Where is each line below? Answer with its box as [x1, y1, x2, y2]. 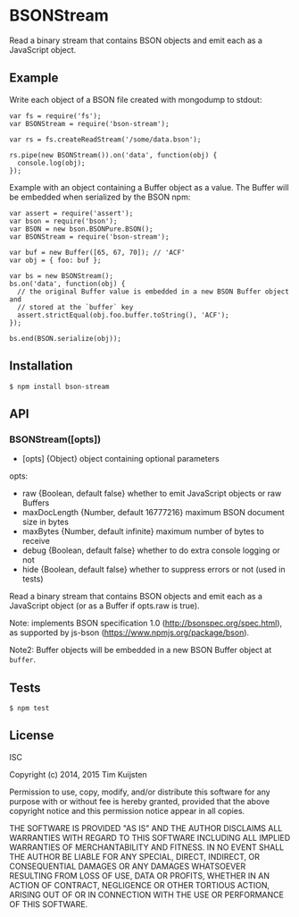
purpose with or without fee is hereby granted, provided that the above [9, 795, 270, 806]
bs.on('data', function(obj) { [9, 279, 126, 288]
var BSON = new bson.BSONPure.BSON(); [9, 225, 154, 233]
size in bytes [21, 516, 70, 528]
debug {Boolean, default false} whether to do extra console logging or [21, 545, 281, 556]
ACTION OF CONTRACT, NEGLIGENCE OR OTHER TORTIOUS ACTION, [9, 879, 270, 890]
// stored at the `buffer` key [17, 302, 134, 311]
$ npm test [9, 704, 50, 713]
